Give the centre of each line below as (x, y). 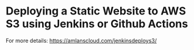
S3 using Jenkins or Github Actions (97, 24)
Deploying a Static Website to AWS (96, 11)
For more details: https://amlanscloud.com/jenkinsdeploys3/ (81, 40)
